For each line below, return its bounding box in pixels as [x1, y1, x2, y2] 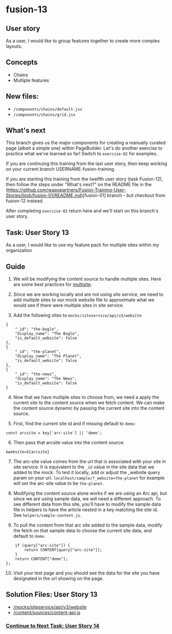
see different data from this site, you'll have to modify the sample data [13, 501, 161, 508]
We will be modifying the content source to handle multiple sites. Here [13, 276, 162, 282]
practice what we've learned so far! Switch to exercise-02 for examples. [6, 151, 158, 157]
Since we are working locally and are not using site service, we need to [13, 292, 163, 298]
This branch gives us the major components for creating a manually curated [6, 140, 166, 146]
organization [6, 247, 32, 253]
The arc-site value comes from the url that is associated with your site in [13, 459, 166, 465]
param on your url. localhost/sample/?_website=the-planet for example [13, 475, 165, 481]
